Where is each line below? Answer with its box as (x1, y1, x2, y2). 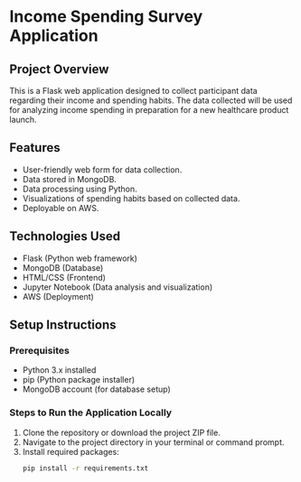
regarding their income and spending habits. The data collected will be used (9, 95, 293, 106)
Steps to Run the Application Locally (9, 406, 173, 419)
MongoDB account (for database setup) (22, 384, 172, 394)
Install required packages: (22, 446, 119, 457)
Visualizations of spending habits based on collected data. (22, 192, 240, 204)
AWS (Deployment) (22, 291, 95, 301)
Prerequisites (9, 344, 70, 357)
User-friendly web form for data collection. (22, 164, 183, 175)
